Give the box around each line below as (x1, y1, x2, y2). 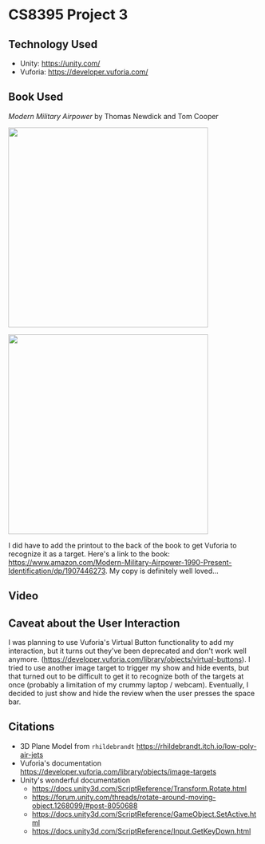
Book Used (8, 90, 64, 104)
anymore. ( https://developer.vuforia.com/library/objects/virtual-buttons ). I (8, 655, 251, 664)
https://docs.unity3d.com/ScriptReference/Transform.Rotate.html (31, 783, 247, 793)
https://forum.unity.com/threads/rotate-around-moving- (31, 792, 216, 802)
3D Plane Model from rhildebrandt (19, 741, 135, 750)
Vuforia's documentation (19, 758, 102, 768)
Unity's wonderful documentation (19, 775, 131, 785)
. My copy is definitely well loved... (105, 566, 220, 575)
